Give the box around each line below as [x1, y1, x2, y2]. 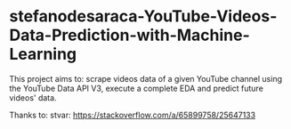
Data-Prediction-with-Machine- [9, 25, 251, 45]
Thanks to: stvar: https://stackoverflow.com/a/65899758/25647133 [9, 109, 256, 120]
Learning [9, 44, 77, 64]
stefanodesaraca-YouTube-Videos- [9, 6, 278, 27]
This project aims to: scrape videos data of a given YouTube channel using [9, 73, 283, 84]
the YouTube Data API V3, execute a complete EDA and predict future [9, 83, 264, 93]
